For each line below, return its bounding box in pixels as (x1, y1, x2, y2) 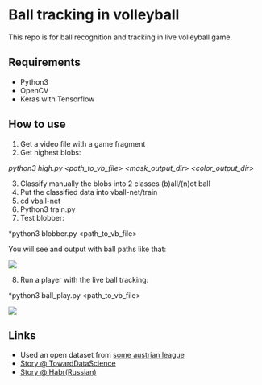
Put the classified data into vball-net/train (19, 187, 158, 197)
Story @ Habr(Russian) (19, 367, 97, 377)
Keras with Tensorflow (19, 94, 95, 104)
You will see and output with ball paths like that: (8, 244, 167, 254)
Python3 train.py (19, 204, 76, 214)
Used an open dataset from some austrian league (19, 350, 185, 360)
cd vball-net (19, 196, 61, 205)
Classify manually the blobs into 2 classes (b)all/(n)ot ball (19, 179, 211, 188)
